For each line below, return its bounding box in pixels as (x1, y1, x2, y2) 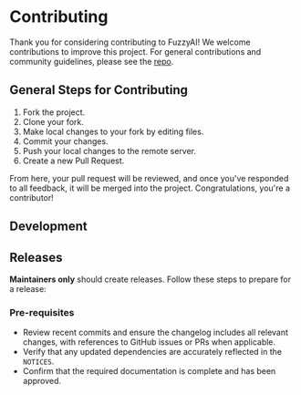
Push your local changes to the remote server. (22, 145, 197, 156)
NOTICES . (22, 356, 55, 367)
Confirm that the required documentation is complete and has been (22, 366, 276, 377)
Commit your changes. (22, 135, 109, 147)
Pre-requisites (9, 306, 75, 318)
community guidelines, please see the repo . (9, 56, 174, 67)
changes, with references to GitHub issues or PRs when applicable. (22, 337, 276, 348)
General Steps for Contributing (9, 82, 189, 98)
